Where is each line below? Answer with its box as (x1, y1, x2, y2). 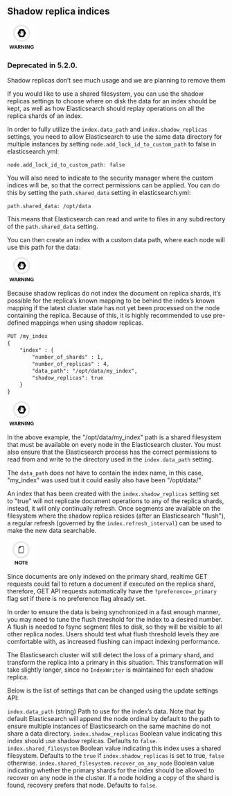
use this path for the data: (7, 243, 81, 252)
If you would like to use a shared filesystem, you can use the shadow (7, 90, 204, 98)
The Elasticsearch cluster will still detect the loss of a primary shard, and (7, 651, 214, 659)
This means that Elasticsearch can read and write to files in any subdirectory (7, 215, 226, 223)
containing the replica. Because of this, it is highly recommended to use (7, 312, 212, 320)
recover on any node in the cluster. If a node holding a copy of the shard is (7, 774, 220, 782)
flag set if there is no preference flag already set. (7, 595, 147, 603)
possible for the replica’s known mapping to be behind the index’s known (7, 296, 215, 305)
